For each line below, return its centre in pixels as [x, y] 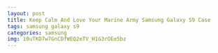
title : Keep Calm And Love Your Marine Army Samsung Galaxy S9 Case [109, 20]
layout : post [26, 13]
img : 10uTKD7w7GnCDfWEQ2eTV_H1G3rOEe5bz [67, 39]
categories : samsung [37, 33]
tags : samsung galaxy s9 [43, 26]
